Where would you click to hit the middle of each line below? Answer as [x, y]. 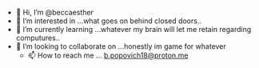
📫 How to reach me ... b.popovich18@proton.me [108, 55]
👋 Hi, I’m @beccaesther [55, 12]
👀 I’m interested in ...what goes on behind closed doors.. [109, 21]
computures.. [38, 38]
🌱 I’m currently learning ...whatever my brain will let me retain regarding [133, 29]
